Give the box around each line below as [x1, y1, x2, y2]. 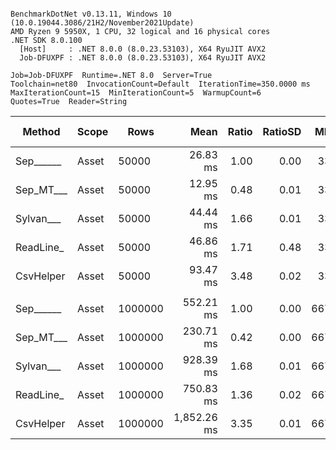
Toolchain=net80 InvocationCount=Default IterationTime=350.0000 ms [10, 79, 311, 89]
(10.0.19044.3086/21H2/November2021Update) [10, 18, 195, 28]
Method [22, 125, 61, 138]
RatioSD [262, 125, 302, 138]
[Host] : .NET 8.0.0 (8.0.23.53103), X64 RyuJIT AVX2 [19, 44, 267, 54]
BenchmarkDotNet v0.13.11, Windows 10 [10, 9, 172, 19]
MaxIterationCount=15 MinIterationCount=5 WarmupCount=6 [10, 88, 262, 98]
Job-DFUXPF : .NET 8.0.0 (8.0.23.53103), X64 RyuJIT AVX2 [19, 53, 267, 63]
